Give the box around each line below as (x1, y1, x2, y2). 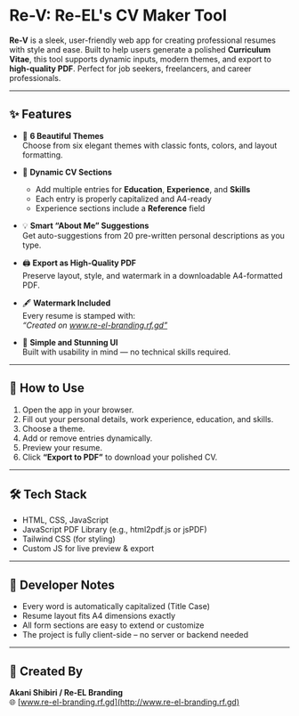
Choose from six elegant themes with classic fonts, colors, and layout (21, 140, 278, 151)
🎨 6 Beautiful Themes (21, 130, 104, 141)
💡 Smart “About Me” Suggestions (21, 220, 149, 231)
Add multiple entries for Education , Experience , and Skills (35, 183, 251, 194)
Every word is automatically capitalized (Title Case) (21, 601, 211, 612)
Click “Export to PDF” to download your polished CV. (21, 452, 218, 462)
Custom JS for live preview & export (21, 543, 155, 554)
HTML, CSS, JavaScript (21, 515, 109, 525)
